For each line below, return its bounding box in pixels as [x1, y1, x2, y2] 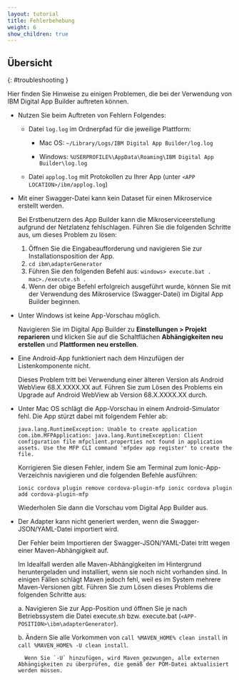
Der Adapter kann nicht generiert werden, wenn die [17, 517, 169, 526]
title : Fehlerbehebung [7, 17, 75, 24]
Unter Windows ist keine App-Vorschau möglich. [17, 311, 161, 320]
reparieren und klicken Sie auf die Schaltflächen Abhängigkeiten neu [17, 333, 223, 341]
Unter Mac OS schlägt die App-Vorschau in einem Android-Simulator [17, 405, 220, 413]
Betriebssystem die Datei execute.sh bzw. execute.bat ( [17, 612, 181, 621]
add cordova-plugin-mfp [17, 491, 89, 498]
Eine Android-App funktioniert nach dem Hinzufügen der [17, 354, 184, 362]
